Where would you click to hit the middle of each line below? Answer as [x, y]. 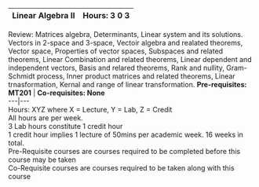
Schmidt [22, 76]
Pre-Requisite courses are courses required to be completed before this [124, 151]
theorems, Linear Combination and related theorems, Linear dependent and [130, 59]
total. [16, 143]
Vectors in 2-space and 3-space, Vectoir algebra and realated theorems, [126, 43]
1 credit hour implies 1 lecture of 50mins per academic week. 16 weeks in [126, 134]
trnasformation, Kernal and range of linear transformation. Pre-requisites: [128, 84]
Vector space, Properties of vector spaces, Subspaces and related [116, 51]
